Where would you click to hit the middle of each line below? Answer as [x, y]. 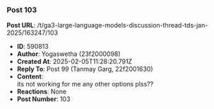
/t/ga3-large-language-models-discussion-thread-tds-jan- [123, 25]
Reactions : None [42, 92]
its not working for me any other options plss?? [85, 84]
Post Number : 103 [43, 99]
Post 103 [22, 10]
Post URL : [21, 25]
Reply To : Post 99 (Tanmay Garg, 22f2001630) [85, 69]
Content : [30, 76]
